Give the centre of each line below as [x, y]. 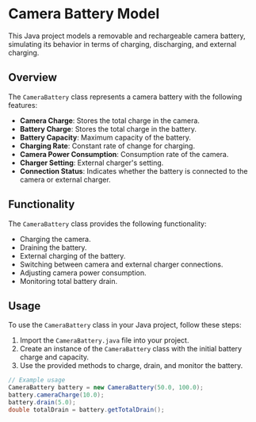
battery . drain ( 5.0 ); [42, 402]
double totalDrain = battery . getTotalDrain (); [86, 409]
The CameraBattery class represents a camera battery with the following [125, 97]
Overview [33, 77]
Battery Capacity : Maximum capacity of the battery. [105, 137]
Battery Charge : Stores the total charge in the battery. [108, 129]
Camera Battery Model [84, 14]
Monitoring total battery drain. [69, 281]
